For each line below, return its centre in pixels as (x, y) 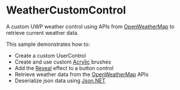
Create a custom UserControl (50, 55)
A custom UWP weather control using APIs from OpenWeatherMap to (90, 26)
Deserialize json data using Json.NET (60, 81)
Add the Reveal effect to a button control (64, 68)
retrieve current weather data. (42, 32)
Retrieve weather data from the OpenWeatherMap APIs (81, 74)
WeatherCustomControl (66, 10)
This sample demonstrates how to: (48, 44)
